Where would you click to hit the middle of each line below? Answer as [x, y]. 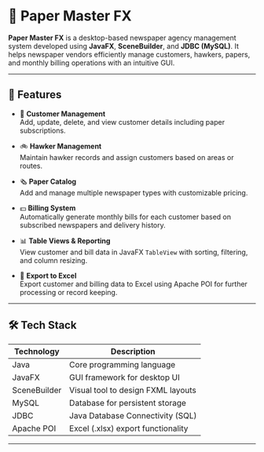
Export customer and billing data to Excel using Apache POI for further [133, 284]
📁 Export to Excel [48, 275]
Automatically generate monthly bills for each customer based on [125, 217]
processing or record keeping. [68, 292]
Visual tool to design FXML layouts [133, 390]
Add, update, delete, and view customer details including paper [122, 122]
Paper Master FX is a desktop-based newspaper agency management [123, 38]
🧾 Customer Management [62, 114]
